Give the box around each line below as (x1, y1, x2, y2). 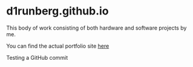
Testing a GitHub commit (6, 54, 68, 61)
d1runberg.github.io (6, 4, 109, 18)
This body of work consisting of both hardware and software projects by (6, 24, 187, 31)
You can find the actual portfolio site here (6, 42, 110, 49)
